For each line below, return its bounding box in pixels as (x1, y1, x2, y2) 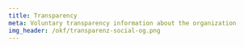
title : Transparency (8, 11, 78, 20)
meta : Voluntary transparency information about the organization (8, 19, 237, 27)
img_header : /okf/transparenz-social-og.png (8, 26, 161, 34)
